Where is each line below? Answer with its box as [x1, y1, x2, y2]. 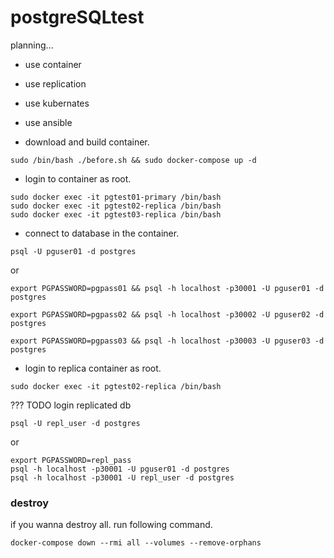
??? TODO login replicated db [10, 399, 132, 411]
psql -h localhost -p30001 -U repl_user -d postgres [10, 472, 235, 483]
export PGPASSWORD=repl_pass [10, 455, 132, 465]
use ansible [24, 116, 73, 128]
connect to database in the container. [24, 227, 180, 239]
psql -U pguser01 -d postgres [10, 246, 137, 256]
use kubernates [24, 97, 90, 109]
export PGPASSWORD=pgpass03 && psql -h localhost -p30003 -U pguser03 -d [10, 336, 325, 346]
